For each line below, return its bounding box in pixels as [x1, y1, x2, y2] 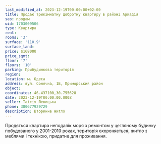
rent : [5, 30, 16, 35]
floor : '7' [5, 58, 28, 63]
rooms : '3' [5, 35, 28, 40]
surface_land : [5, 44, 35, 49]
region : [5, 72, 21, 77]
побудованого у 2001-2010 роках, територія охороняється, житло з [5, 128, 148, 134]
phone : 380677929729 [5, 104, 48, 109]
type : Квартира [5, 26, 37, 31]
